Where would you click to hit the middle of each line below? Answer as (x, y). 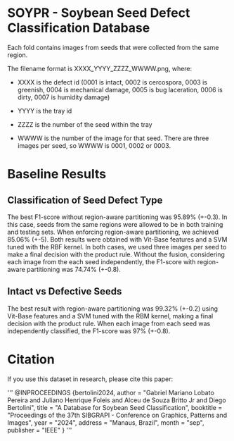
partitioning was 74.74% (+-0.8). (74, 269)
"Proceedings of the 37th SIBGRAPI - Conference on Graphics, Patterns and (117, 415)
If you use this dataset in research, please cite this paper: (90, 379)
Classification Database (79, 28)
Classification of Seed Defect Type (85, 200)
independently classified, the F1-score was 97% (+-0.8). (89, 331)
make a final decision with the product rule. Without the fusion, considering (116, 254)
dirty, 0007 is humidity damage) (64, 97)
